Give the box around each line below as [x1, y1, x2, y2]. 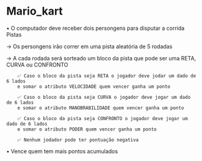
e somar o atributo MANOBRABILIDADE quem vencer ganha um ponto [17, 105, 184, 111]
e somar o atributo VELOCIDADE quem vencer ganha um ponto [17, 84, 171, 90]
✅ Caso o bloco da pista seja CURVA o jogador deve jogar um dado [17, 94, 191, 100]
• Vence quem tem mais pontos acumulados [6, 148, 118, 155]
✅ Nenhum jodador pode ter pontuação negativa [17, 137, 139, 143]
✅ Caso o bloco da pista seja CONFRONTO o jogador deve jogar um [17, 115, 188, 121]
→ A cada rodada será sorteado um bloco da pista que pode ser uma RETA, [6, 54, 197, 62]
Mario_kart [6, 4, 63, 18]
